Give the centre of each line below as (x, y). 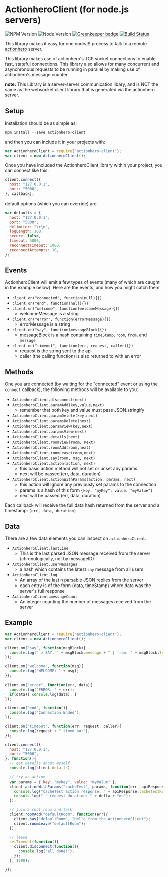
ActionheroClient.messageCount (45, 597)
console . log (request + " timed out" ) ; (50, 731)
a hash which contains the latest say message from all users (82, 569)
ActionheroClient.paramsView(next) (49, 432)
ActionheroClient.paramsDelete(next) (52, 421)
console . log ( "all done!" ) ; (46, 851)
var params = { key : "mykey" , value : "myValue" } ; (63, 782)
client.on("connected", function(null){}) (57, 298)
